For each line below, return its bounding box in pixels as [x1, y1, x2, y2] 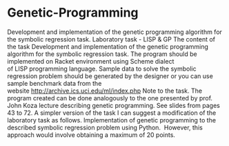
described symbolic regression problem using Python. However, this [7, 123, 203, 131]
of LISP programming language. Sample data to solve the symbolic [7, 64, 197, 73]
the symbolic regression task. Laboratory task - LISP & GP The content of [7, 35, 216, 43]
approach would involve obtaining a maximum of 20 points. [7, 130, 176, 139]
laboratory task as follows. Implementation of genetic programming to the [7, 116, 216, 124]
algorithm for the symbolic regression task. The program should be [7, 50, 198, 58]
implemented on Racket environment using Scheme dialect [7, 57, 175, 65]
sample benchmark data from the [7, 79, 102, 87]
